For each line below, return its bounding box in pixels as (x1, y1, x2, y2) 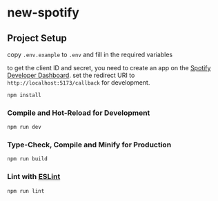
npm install (7, 92, 41, 98)
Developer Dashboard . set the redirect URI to (7, 71, 135, 79)
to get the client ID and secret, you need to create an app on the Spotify (7, 64, 211, 72)
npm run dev (7, 124, 41, 131)
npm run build (7, 156, 48, 162)
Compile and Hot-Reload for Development (7, 108, 150, 118)
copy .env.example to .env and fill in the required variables (7, 50, 173, 59)
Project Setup (7, 32, 68, 44)
